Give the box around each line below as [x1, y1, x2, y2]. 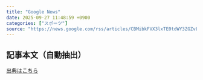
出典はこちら [6, 67, 38, 75]
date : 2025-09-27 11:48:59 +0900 [6, 15, 91, 21]
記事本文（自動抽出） [6, 50, 86, 60]
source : [6, 25, 26, 32]
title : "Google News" [6, 8, 61, 15]
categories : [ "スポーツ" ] [6, 20, 68, 26]
